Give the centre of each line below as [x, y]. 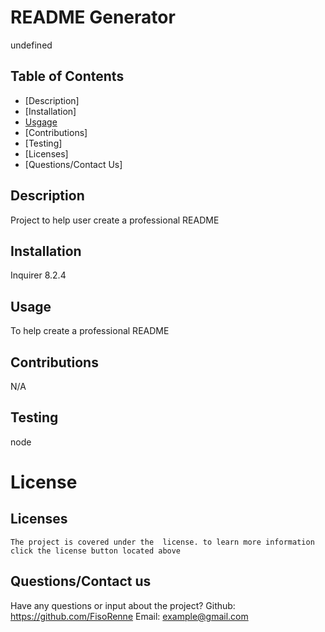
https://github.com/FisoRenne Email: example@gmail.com [129, 616]
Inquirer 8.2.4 [38, 275]
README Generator [93, 17]
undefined [31, 45]
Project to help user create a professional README [115, 220]
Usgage [41, 122]
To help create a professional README [90, 331]
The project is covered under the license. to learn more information [162, 542]
